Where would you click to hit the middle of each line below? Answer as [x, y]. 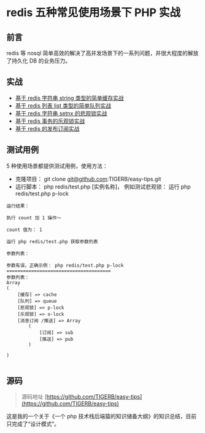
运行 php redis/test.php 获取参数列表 [52, 241]
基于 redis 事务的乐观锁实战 [50, 121]
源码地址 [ [34, 397]
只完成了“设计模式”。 [33, 424]
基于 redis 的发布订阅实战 [47, 128]
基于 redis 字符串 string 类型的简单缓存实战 [69, 98]
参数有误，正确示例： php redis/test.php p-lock [65, 265]
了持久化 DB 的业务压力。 [39, 61]
